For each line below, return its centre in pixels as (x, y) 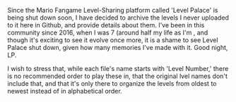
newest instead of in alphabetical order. (65, 91)
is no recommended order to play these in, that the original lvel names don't (118, 76)
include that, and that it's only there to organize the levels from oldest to (112, 83)
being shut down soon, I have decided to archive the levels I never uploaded (118, 18)
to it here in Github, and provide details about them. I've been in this (106, 25)
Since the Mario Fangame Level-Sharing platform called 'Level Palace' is (113, 10)
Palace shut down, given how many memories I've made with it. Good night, (118, 47)
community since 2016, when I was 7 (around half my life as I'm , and (108, 32)
